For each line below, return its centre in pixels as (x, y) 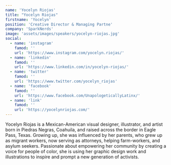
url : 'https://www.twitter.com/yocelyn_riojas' (66, 81)
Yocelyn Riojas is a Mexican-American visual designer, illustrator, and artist (84, 124)
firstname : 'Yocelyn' (28, 19)
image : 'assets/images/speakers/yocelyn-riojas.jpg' (63, 34)
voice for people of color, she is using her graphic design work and (76, 151)
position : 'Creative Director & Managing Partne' (59, 24)
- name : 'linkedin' (31, 57)
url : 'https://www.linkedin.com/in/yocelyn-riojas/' (72, 67)
